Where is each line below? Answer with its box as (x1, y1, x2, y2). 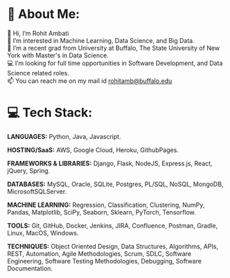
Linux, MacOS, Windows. (7, 228, 79, 237)
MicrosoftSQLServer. (7, 187, 67, 196)
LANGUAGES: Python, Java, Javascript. (7, 132, 121, 140)
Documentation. (7, 264, 53, 272)
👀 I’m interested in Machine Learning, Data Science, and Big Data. (7, 36, 195, 44)
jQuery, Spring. (7, 166, 51, 175)
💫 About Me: (7, 6, 80, 22)
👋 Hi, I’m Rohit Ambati (7, 29, 69, 37)
